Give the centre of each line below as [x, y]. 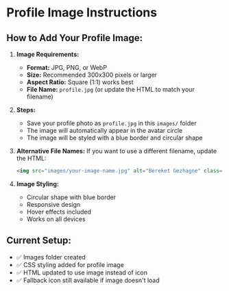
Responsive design [53, 204]
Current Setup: [39, 241]
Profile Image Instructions [82, 13]
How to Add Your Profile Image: [75, 38]
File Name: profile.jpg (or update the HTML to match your [110, 89]
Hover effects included [59, 212]
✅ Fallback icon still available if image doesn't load [88, 280]
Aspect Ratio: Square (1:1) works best [80, 82]
